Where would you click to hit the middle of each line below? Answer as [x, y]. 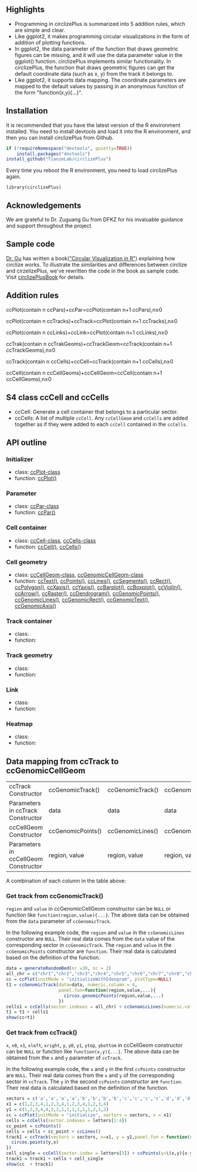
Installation [27, 111]
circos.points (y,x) [35, 1142]
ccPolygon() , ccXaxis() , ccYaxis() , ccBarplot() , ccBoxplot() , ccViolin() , [98, 587]
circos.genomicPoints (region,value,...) [114, 996]
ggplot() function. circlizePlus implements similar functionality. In [93, 61]
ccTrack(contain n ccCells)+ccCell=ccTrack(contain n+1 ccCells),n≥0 [90, 361]
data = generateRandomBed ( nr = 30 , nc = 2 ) [59, 968]
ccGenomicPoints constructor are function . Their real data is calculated [91, 951]
